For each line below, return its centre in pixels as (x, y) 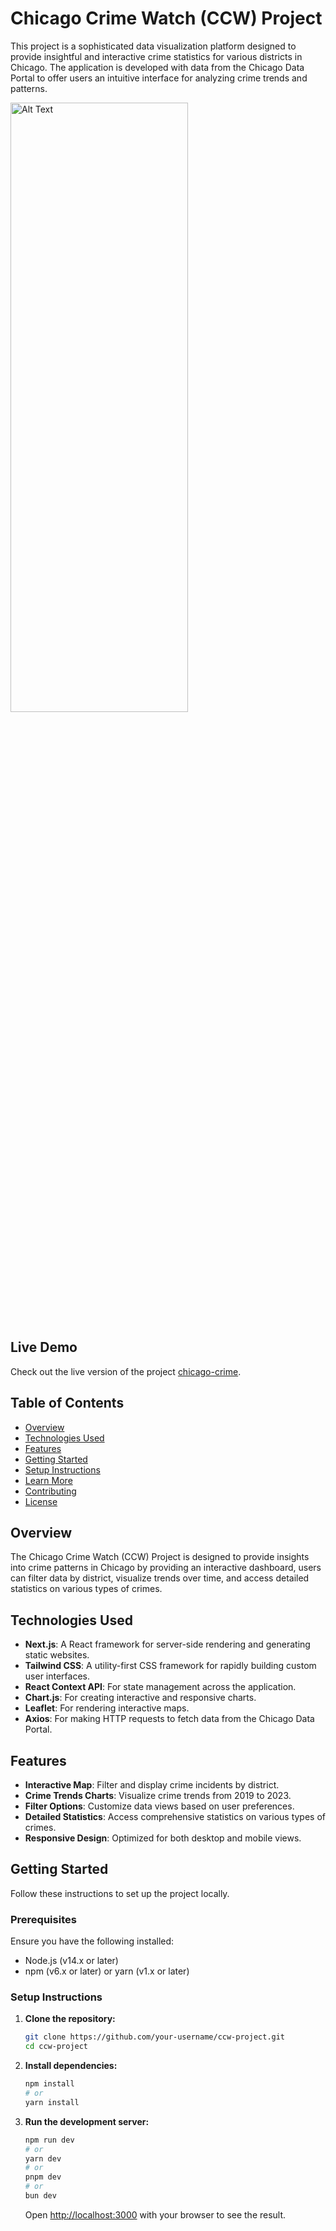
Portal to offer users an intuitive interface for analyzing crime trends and (159, 78)
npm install (49, 2084)
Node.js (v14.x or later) (71, 1961)
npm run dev (49, 2140)
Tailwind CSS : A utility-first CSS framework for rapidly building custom (170, 1666)
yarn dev (43, 2158)
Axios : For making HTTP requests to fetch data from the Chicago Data (169, 1719)
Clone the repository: (70, 2019)
